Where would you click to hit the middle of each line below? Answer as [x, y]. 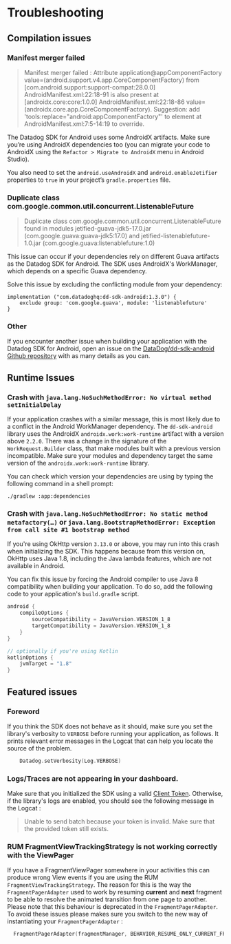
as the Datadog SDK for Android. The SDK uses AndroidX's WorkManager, [112, 264]
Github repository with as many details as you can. [79, 356]
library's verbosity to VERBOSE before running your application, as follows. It [113, 733]
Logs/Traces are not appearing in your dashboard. [93, 778]
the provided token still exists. [66, 829]
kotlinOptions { [30, 658]
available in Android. [36, 566]
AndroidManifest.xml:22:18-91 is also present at [91, 94]
